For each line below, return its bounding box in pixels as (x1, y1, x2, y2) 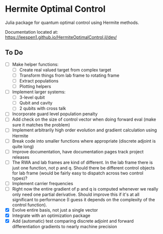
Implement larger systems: (12, 89, 66, 95)
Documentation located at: (5, 29, 58, 35)
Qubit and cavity (19, 100, 53, 106)
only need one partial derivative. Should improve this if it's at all (12, 191, 140, 197)
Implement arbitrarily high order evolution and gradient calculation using (12, 127, 157, 133)
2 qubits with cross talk (19, 106, 67, 111)
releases (12, 154, 30, 160)
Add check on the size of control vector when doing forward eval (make (12, 116, 157, 123)
